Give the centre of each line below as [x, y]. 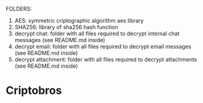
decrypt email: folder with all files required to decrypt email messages [103, 46]
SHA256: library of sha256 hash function [66, 27]
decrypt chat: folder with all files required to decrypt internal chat [97, 34]
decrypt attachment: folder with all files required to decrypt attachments [106, 59]
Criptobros [34, 91]
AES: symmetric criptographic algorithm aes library [79, 20]
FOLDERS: [19, 9]
